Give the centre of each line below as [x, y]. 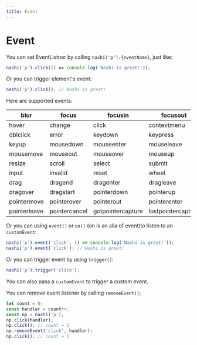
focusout [174, 115]
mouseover [108, 154]
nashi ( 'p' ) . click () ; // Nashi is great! [56, 90]
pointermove [26, 202]
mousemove [26, 154]
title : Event [22, 11]
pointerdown [111, 192]
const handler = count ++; [38, 309]
